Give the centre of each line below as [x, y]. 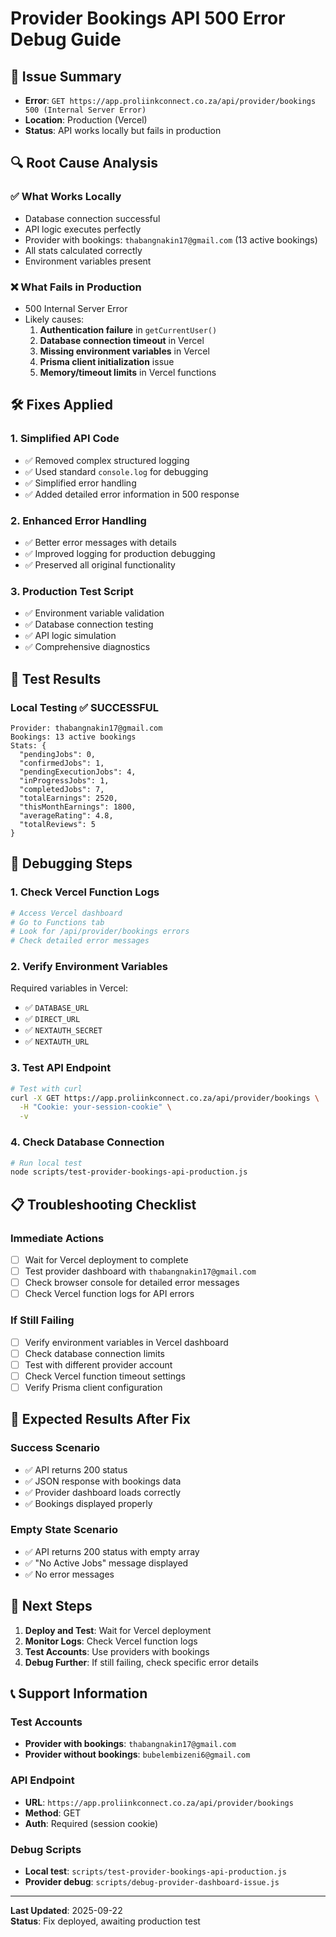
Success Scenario [55, 1448]
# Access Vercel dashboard [66, 913]
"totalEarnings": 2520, [68, 798]
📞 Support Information [79, 1693]
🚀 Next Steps [51, 1606]
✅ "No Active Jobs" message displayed [106, 1563]
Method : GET [53, 1813]
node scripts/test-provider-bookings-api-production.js [129, 1172]
